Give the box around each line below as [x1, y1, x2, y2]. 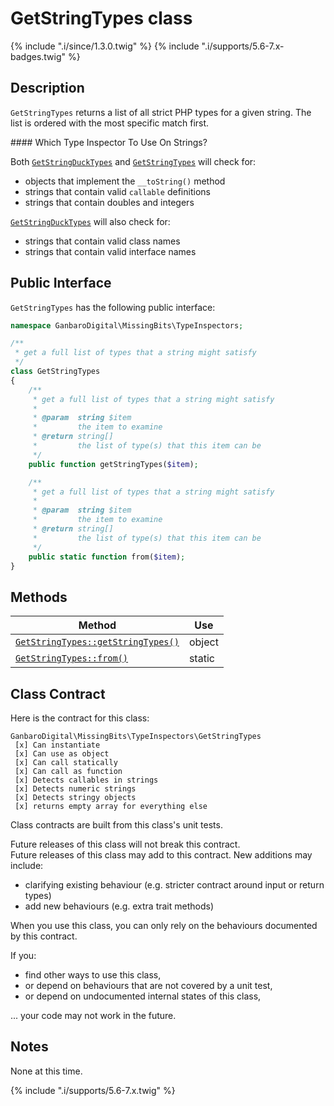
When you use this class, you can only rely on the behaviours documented [10, 920, 318, 932]
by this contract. [10, 930, 78, 942]
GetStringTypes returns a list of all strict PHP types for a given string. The [10, 106, 312, 118]
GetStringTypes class [10, 7, 193, 30]
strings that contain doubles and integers [24, 196, 195, 208]
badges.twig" [10, 50, 67, 62]
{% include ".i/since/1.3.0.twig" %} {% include [10, 40, 200, 52]
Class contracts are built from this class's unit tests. [10, 819, 223, 831]
